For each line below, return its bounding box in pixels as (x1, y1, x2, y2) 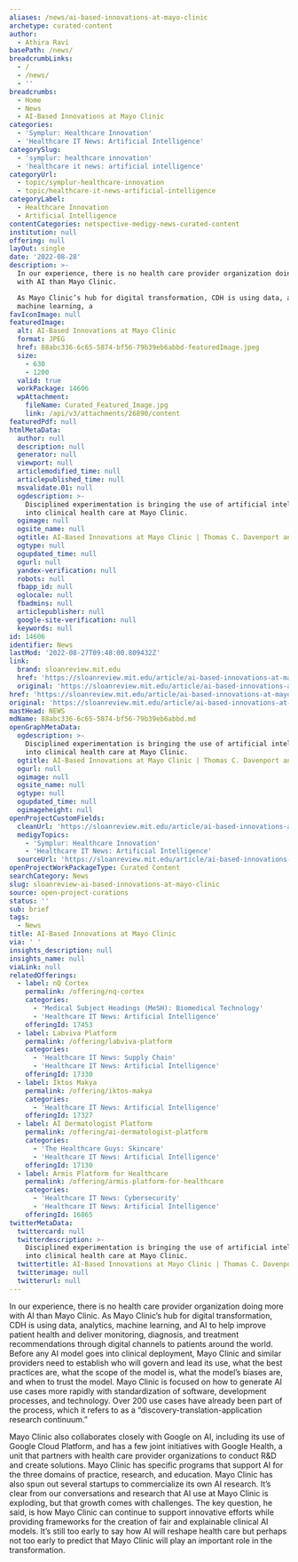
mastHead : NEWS (9, 706, 66, 715)
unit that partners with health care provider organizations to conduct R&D (9, 1450, 277, 1461)
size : (17, 351, 38, 360)
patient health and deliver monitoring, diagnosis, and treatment (9, 1329, 239, 1340)
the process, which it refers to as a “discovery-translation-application (9, 1405, 263, 1415)
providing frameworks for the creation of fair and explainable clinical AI (9, 1516, 269, 1526)
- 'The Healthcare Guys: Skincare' (32, 1144, 165, 1153)
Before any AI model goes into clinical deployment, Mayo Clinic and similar (9, 1348, 282, 1359)
